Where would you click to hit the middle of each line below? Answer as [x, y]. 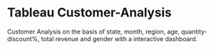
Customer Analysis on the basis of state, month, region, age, [93, 32]
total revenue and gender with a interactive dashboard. [119, 38]
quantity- [194, 32]
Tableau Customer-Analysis [89, 13]
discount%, [24, 38]
